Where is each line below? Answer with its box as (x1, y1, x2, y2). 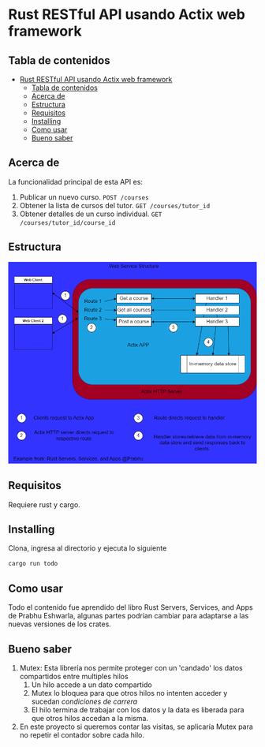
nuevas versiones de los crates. (8, 619, 112, 629)
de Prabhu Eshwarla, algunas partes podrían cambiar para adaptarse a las (8, 611, 249, 621)
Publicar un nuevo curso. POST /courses (19, 192, 149, 202)
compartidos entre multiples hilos (19, 671, 129, 681)
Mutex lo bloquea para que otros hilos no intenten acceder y (31, 688, 228, 697)
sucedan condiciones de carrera (31, 697, 138, 706)
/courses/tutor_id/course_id (19, 218, 116, 226)
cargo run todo (8, 560, 58, 568)
